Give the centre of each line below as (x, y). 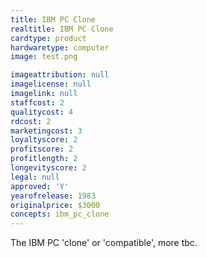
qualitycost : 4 (42, 112)
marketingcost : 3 (46, 131)
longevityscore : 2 (48, 168)
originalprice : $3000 (55, 205)
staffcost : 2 (37, 102)
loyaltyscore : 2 (44, 140)
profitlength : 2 (44, 159)
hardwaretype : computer (60, 47)
